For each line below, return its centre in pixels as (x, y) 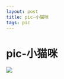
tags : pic (18, 22)
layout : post (22, 11)
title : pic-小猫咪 (28, 17)
